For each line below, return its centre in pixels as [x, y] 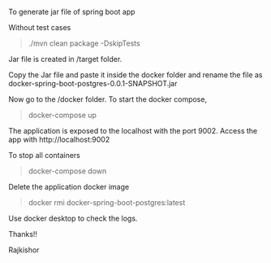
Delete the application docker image [69, 187]
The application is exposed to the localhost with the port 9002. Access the [133, 131]
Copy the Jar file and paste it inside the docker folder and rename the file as [135, 75]
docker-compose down [67, 171]
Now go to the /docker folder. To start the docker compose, [108, 99]
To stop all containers [45, 155]
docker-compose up [62, 115]
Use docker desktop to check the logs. [73, 218]
